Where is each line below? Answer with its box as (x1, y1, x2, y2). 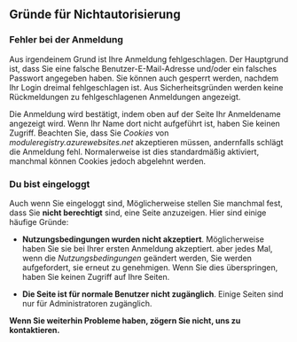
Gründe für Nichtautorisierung (9, 7, 181, 22)
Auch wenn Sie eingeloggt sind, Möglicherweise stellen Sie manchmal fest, (9, 198, 284, 208)
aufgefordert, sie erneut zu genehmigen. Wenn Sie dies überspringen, (21, 261, 278, 273)
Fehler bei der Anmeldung (9, 34, 124, 46)
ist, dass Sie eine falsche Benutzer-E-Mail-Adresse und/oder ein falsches (9, 63, 277, 74)
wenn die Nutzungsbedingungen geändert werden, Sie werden (21, 253, 253, 263)
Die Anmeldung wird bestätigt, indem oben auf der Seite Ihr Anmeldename (9, 108, 281, 119)
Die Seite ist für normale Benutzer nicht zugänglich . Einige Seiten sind (21, 288, 284, 299)
